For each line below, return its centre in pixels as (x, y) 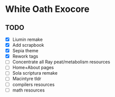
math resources (28, 90)
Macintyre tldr (27, 79)
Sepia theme (25, 51)
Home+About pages (33, 68)
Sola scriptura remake (35, 73)
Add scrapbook (28, 45)
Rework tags (25, 56)
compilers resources (33, 84)
